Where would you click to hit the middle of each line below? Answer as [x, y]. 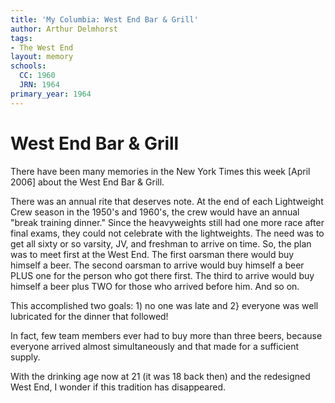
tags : [21, 38]
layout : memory [42, 57]
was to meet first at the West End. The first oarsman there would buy [152, 254]
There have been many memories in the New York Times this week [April [160, 171]
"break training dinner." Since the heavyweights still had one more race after [167, 222]
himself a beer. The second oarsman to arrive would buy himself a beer [157, 265]
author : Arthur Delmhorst [64, 29]
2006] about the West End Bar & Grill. [87, 182]
